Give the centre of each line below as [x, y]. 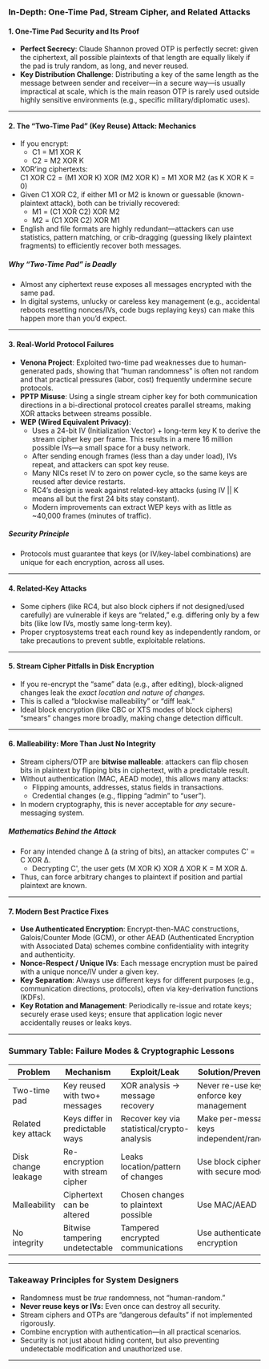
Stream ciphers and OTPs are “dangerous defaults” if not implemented [136, 1314]
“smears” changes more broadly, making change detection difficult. [131, 718]
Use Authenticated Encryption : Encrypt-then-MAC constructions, [129, 929]
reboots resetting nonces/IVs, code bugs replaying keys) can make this [137, 310]
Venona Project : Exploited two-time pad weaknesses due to [119, 362]
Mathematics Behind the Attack [62, 831]
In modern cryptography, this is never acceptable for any [114, 805]
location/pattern [151, 1166]
